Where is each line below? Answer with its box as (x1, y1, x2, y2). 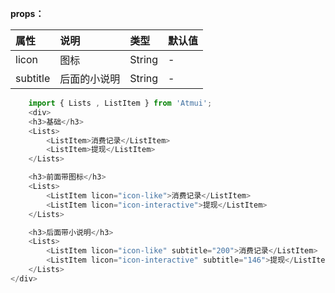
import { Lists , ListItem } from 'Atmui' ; (28, 98, 213, 108)
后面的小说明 (59, 72, 121, 86)
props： (10, 8, 45, 19)
